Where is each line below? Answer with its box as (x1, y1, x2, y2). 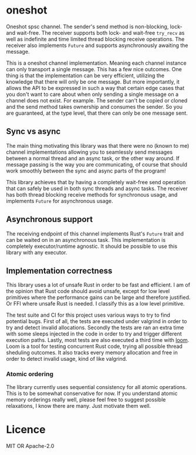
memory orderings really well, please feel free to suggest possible (6, 396, 166, 403)
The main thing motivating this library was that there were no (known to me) (6, 142, 190, 149)
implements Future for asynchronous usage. (6, 197, 113, 204)
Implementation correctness (6, 265, 113, 275)
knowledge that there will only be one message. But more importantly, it (6, 78, 180, 85)
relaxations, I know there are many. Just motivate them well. (6, 402, 151, 409)
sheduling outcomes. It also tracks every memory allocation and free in (6, 349, 178, 356)
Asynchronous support (6, 214, 93, 224)
